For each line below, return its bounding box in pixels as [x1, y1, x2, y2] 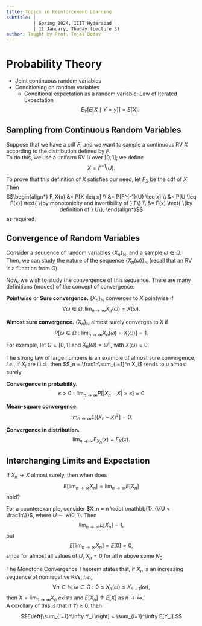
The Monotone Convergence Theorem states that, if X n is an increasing [6, 566, 184, 574]
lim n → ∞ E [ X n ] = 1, [78, 521, 124, 530]
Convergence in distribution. [6, 426, 80, 433]
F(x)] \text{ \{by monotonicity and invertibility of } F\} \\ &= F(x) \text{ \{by [10, 200, 193, 207]
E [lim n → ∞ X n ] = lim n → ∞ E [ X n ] [63, 482, 140, 491]
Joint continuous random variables [14, 77, 101, 85]
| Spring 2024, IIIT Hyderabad [33, 20, 112, 26]
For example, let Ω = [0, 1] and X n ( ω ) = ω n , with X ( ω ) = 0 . [6, 340, 150, 350]
